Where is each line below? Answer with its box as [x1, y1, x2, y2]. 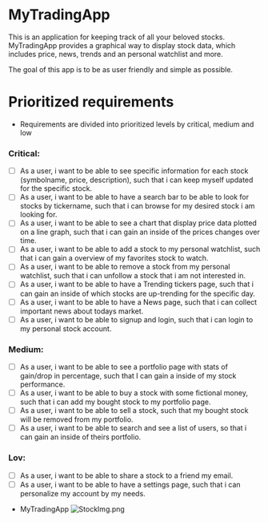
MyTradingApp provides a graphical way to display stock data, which [8, 40, 236, 50]
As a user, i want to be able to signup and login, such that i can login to [19, 314, 254, 324]
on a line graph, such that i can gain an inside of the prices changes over [19, 227, 260, 237]
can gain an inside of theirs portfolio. [19, 432, 142, 442]
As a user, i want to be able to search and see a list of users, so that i [19, 423, 247, 433]
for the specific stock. [19, 184, 93, 193]
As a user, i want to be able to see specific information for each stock [19, 166, 249, 176]
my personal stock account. [19, 323, 112, 334]
